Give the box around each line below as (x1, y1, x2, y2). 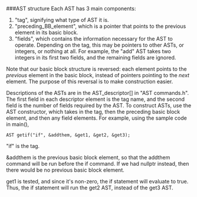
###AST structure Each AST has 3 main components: (6, 5, 136, 12)
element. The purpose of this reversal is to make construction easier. (6, 78, 173, 85)
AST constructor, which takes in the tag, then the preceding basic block (6, 109, 180, 115)
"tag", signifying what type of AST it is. (14, 17, 109, 23)
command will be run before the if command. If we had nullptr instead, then (6, 160, 189, 167)
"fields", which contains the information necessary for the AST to (14, 35, 173, 42)
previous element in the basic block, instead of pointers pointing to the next (6, 72, 190, 78)
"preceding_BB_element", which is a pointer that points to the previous (14, 23, 186, 29)
